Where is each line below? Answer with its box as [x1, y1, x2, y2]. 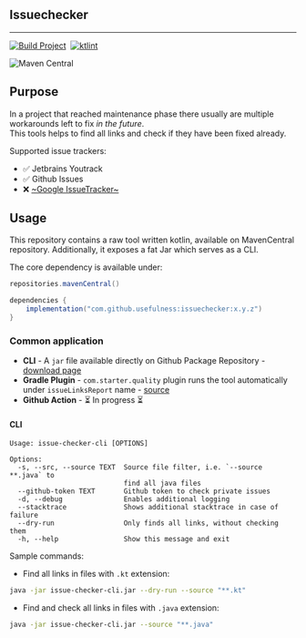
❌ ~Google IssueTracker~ [22, 183, 119, 194]
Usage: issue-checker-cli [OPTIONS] [9, 439, 148, 448]
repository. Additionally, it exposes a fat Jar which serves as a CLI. [9, 244, 260, 255]
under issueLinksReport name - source [22, 385, 170, 396]
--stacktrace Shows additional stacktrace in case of [17, 503, 280, 512]
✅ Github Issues [22, 173, 84, 184]
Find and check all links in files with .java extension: [22, 602, 220, 613]
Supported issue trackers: [9, 145, 107, 156]
